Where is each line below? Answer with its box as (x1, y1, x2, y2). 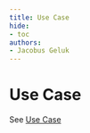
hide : (9, 21, 29, 30)
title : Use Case (9, 12, 70, 22)
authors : (9, 37, 42, 47)
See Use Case (9, 114, 61, 125)
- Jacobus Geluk (9, 46, 70, 55)
